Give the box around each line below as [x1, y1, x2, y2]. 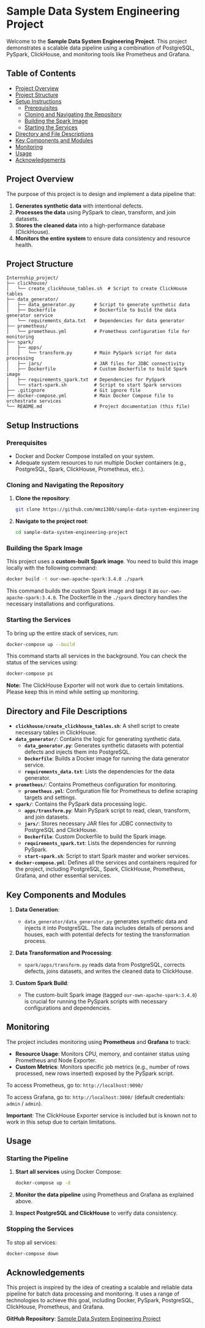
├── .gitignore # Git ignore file [6, 388, 141, 394]
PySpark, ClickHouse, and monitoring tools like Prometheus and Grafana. [6, 50, 191, 58]
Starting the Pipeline [6, 1154, 69, 1163]
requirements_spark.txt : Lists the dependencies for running [24, 839, 176, 847]
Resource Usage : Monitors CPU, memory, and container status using [15, 1050, 190, 1057]
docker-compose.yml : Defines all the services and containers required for [15, 859, 198, 866]
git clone [15, 506, 41, 512]
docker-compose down [6, 1250, 59, 1256]
